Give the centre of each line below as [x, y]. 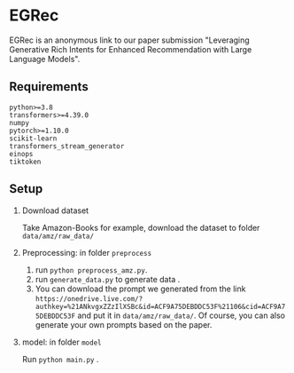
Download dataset [55, 210]
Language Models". [45, 59]
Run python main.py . [60, 359]
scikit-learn [33, 139]
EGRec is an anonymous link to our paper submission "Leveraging [129, 40]
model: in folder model [62, 342]
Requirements [49, 87]
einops [21, 154]
